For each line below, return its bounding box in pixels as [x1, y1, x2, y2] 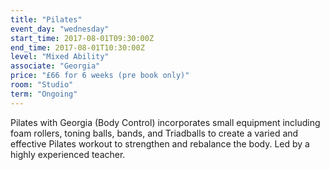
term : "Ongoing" [10, 89, 78, 99]
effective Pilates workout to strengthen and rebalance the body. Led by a [10, 137, 310, 150]
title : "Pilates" [10, 14, 83, 25]
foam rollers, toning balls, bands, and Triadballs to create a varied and [10, 127, 299, 139]
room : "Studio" [10, 80, 74, 90]
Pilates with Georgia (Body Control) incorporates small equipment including [10, 116, 321, 128]
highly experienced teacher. [10, 148, 126, 160]
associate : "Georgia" [10, 61, 101, 71]
